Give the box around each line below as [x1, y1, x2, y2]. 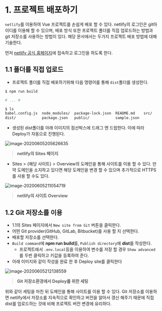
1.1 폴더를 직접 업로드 [5, 65, 64, 74]
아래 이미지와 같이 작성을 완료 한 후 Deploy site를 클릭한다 [12, 258, 122, 264]
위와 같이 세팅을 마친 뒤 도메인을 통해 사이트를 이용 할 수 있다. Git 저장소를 [5, 288, 145, 294]
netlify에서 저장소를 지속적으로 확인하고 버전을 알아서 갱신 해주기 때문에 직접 [10, 295, 154, 300]
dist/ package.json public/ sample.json [5, 115, 139, 120]
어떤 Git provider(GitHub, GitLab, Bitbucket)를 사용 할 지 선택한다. [12, 228, 139, 234]
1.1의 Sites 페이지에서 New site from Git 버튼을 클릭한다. [12, 222, 121, 228]
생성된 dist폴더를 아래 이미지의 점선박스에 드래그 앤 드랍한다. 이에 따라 [12, 125, 145, 131]
